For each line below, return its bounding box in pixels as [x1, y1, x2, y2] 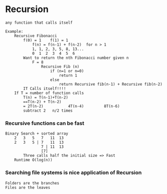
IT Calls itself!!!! [23, 86, 66, 91]
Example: [5, 29, 24, 34]
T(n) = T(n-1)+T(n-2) [23, 94, 69, 100]
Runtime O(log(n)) [14, 157, 53, 163]
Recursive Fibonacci [14, 33, 57, 38]
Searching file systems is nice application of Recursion [5, 169, 142, 176]
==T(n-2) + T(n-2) [23, 99, 62, 104]
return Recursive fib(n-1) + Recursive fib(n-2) [59, 81, 163, 86]
